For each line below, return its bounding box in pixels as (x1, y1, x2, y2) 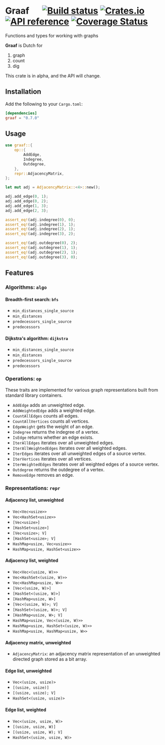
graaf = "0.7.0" (5, 115, 39, 120)
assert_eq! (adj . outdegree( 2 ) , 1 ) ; (5, 250, 78, 255)
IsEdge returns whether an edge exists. (12, 434, 94, 440)
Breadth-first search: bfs (5, 296, 59, 302)
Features (5, 269, 34, 277)
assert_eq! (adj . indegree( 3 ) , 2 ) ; (5, 231, 76, 236)
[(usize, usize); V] (12, 691, 56, 696)
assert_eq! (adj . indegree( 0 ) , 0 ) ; (5, 217, 76, 222)
